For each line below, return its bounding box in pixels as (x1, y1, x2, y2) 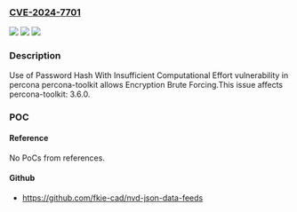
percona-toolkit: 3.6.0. (9, 89, 91, 99)
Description (9, 50, 61, 62)
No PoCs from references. (9, 153, 105, 163)
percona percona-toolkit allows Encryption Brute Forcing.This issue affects (9, 79, 283, 90)
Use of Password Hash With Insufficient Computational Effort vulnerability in (9, 69, 289, 81)
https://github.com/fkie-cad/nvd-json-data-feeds (21, 192, 204, 203)
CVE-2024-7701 (9, 6, 82, 19)
